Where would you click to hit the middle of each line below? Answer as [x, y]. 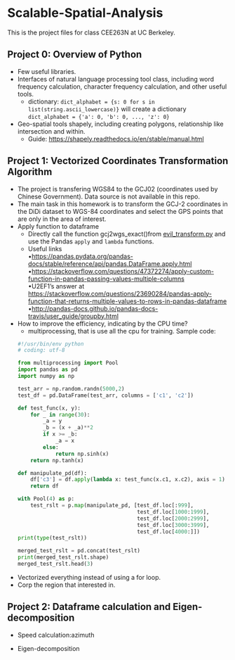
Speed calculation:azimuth [56, 635]
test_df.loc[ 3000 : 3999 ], [173, 525]
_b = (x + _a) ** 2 [68, 428]
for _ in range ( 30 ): [60, 414]
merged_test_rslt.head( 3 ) [55, 564]
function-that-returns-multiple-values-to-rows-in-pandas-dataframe [127, 301]
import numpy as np [46, 376]
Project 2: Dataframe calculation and [89, 607]
